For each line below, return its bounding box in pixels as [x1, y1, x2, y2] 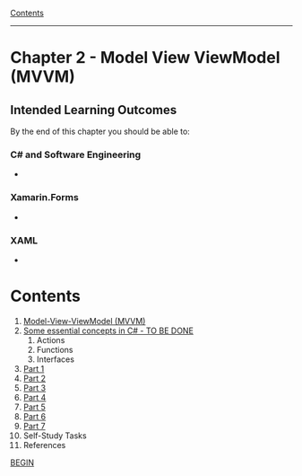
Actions [36, 334, 65, 345]
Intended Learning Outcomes [10, 102, 177, 118]
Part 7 [22, 420, 46, 431]
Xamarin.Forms [10, 191, 79, 204]
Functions [36, 344, 73, 355]
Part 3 [22, 382, 47, 393]
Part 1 [22, 363, 45, 374]
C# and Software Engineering [10, 148, 142, 161]
